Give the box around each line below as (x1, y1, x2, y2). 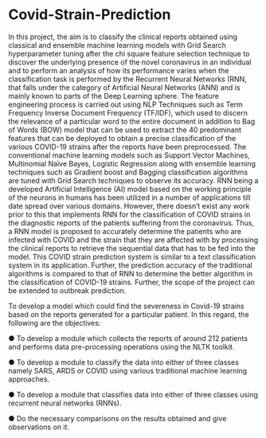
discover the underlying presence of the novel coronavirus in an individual (8, 57, 252, 67)
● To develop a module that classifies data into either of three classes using (8, 389, 259, 399)
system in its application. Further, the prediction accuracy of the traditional (8, 260, 252, 270)
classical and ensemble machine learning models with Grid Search (8, 40, 227, 49)
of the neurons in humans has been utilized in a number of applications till (8, 193, 251, 202)
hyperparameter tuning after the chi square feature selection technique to (8, 49, 250, 58)
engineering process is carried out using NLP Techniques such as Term (8, 100, 243, 109)
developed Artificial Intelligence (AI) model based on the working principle (8, 184, 252, 194)
